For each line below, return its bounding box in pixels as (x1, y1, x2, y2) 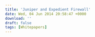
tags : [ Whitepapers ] (5, 25, 47, 30)
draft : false (5, 20, 32, 25)
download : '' (5, 16, 32, 21)
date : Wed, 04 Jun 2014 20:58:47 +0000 (5, 12, 87, 16)
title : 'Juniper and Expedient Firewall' (5, 7, 91, 12)
